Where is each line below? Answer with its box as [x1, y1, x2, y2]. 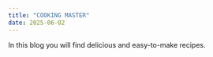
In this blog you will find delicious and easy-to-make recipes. [8, 40, 207, 49]
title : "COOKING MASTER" [8, 11, 90, 20]
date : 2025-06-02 [8, 19, 65, 27]
